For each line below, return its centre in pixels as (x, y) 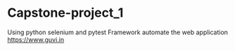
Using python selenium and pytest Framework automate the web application (118, 32)
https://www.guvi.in (36, 39)
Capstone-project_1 (65, 13)
